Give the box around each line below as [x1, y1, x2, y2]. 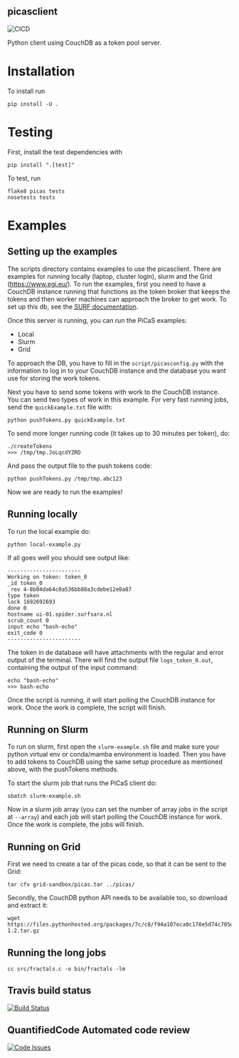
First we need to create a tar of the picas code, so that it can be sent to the [7, 860, 227, 868]
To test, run [7, 173, 41, 182]
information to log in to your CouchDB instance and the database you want [7, 366, 226, 375]
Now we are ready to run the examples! [7, 487, 123, 496]
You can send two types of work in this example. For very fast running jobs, [7, 395, 229, 404]
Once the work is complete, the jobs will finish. [7, 821, 144, 829]
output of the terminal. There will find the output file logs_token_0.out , [7, 656, 213, 664]
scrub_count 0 [7, 616, 50, 624]
